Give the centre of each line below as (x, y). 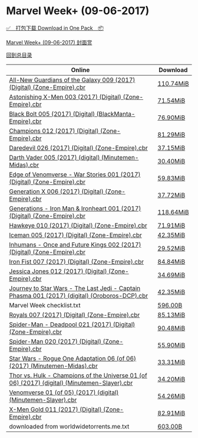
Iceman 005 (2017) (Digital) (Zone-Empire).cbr (76, 235)
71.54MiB (171, 100)
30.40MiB (171, 161)
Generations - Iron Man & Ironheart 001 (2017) (75, 208)
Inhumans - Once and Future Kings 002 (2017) (75, 245)
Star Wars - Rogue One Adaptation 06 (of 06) (73, 358)
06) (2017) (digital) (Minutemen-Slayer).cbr (71, 382)
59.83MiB (171, 178)
